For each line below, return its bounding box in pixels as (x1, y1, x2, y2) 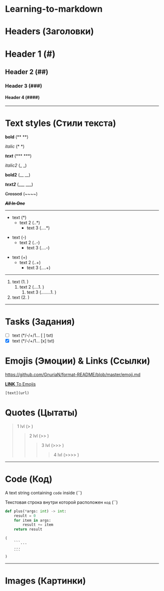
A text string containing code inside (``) (5, 490, 82, 495)
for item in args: (14, 518, 51, 523)
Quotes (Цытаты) (5, 407, 78, 419)
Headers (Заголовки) (5, 26, 94, 37)
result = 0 (14, 513, 36, 518)
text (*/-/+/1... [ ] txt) (12, 332, 54, 338)
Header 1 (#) (5, 48, 56, 59)
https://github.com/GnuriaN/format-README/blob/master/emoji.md (5, 371, 141, 378)
